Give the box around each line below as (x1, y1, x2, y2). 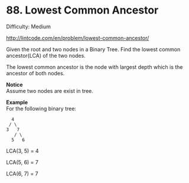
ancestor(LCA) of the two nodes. (6, 52, 86, 59)
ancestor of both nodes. (6, 69, 65, 76)
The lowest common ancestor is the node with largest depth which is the (6, 63, 183, 71)
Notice (6, 81, 23, 88)
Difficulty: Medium (6, 23, 51, 30)
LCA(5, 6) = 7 (6, 158, 38, 165)
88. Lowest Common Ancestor (6, 4, 159, 17)
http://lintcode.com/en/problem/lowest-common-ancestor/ (6, 34, 149, 41)
